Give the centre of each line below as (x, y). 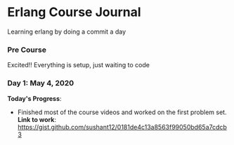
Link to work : (37, 119)
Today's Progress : (34, 98)
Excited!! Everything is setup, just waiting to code (78, 65)
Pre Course (27, 50)
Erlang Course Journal (74, 12)
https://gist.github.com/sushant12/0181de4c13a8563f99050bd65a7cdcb (122, 127)
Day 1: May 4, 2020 (41, 83)
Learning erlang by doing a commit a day (67, 32)
